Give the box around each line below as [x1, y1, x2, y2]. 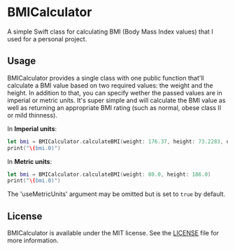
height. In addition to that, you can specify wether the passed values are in [7, 88, 222, 97]
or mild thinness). [7, 111, 58, 119]
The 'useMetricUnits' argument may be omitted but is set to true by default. [7, 190, 226, 198]
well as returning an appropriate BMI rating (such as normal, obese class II [7, 103, 222, 112]
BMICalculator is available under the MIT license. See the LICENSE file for [7, 229, 219, 237]
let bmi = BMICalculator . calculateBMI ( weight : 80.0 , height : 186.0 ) [7, 171, 211, 178]
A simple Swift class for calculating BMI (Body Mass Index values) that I [7, 27, 213, 36]
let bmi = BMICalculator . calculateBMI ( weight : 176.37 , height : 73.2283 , [7, 138, 224, 145]
